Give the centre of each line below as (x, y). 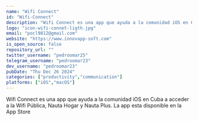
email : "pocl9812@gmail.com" (42, 33)
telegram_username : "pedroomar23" (49, 60)
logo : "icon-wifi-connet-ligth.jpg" (51, 28)
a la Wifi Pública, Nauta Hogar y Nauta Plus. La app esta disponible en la (94, 105)
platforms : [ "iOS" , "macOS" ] (41, 83)
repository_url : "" (30, 50)
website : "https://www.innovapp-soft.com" (59, 39)
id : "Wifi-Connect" (30, 17)
